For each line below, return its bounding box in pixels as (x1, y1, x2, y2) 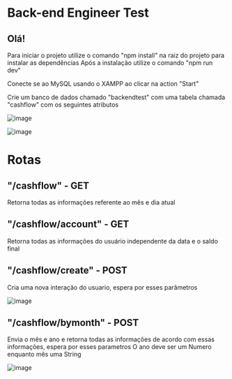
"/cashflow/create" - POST (7, 265, 127, 276)
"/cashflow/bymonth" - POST (7, 317, 139, 329)
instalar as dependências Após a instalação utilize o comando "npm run (7, 59, 213, 67)
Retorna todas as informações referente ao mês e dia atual (7, 198, 176, 207)
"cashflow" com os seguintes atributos (7, 101, 119, 109)
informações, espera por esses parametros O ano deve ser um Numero (7, 343, 212, 351)
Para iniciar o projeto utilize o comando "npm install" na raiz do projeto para (7, 51, 225, 59)
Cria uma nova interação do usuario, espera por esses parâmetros (7, 283, 198, 291)
